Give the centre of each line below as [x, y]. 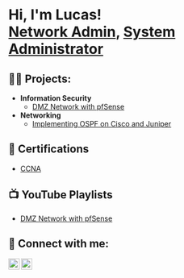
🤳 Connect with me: [59, 244]
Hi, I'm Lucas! [55, 15]
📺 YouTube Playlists [61, 195]
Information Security [56, 98]
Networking [40, 115]
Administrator [56, 49]
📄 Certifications [49, 149]
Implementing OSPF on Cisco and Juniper [102, 124]
